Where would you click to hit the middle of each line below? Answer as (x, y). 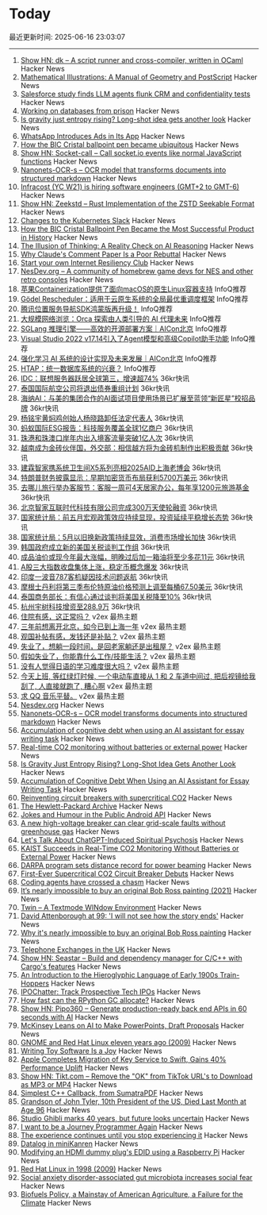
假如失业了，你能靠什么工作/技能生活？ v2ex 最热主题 (108, 656)
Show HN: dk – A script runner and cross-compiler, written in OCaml (132, 60)
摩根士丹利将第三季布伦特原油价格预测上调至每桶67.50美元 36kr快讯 (132, 586)
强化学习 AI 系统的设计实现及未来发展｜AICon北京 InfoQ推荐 (118, 358)
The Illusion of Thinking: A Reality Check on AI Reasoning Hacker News (137, 245)
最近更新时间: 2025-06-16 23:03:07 (67, 37)
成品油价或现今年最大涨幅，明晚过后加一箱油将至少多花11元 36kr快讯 (132, 557)
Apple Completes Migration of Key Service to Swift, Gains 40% (123, 1059)
